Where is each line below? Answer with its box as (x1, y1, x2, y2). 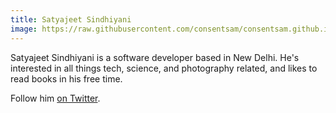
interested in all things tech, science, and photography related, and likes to (10, 62, 318, 74)
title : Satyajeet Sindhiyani (10, 14, 132, 25)
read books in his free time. (10, 72, 123, 85)
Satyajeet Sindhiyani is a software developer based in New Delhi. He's (10, 51, 300, 63)
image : (10, 24, 38, 34)
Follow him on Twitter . (10, 92, 101, 104)
